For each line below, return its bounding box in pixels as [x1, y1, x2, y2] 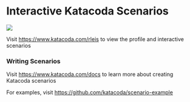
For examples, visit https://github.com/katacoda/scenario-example [6, 89, 173, 96]
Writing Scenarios [6, 57, 61, 65]
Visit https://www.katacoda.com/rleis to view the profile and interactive [6, 35, 184, 43]
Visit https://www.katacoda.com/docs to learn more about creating [6, 71, 174, 78]
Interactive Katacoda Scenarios [6, 4, 169, 18]
